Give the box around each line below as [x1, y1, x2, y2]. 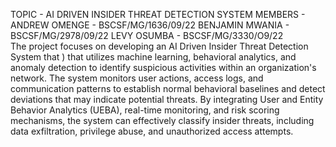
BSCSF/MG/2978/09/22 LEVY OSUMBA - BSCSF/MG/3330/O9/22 [10, 30, 284, 41]
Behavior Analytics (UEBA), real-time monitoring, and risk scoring [10, 104, 280, 116]
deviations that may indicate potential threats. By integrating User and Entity [10, 94, 324, 105]
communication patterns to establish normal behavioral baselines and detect [10, 83, 326, 94]
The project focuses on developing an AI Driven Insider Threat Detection [10, 40, 309, 52]
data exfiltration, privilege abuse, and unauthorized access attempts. [10, 125, 294, 137]
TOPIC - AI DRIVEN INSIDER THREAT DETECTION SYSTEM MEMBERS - [10, 9, 306, 20]
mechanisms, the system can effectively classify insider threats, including [10, 115, 315, 126]
